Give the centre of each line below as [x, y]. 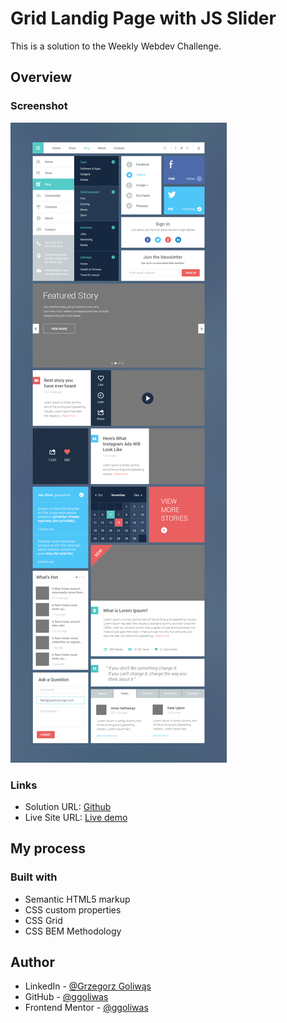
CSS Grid [43, 920]
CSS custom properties [73, 909]
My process [48, 848]
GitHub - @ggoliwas [66, 997]
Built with [34, 877]
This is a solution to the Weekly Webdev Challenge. [116, 46]
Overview [41, 77]
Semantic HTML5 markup [77, 899]
